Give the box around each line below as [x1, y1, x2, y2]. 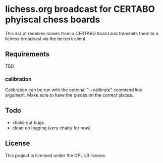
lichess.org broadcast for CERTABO [5, 3, 155, 15]
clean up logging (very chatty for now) [12, 125, 91, 131]
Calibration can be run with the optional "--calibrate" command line [5, 87, 143, 93]
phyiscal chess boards [5, 14, 100, 25]
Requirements [5, 50, 50, 58]
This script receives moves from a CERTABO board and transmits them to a [5, 30, 159, 36]
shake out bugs [12, 119, 44, 125]
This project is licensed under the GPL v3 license [5, 152, 106, 158]
